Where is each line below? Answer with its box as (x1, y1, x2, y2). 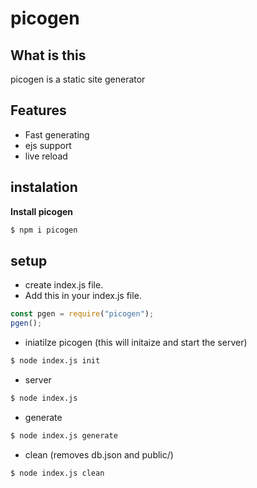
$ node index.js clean (10, 468, 105, 478)
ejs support (24, 139, 72, 151)
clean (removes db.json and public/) (24, 448, 174, 461)
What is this (10, 47, 87, 64)
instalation (10, 179, 78, 196)
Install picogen (10, 205, 74, 217)
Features (10, 102, 67, 119)
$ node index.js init (10, 356, 101, 366)
